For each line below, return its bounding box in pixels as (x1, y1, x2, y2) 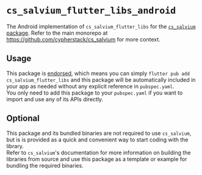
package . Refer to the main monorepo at (6, 29, 108, 37)
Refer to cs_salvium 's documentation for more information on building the (6, 149, 191, 156)
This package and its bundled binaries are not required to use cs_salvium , (6, 129, 192, 137)
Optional (6, 113, 40, 124)
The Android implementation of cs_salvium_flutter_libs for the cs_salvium (6, 23, 196, 30)
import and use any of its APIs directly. (6, 95, 104, 102)
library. (6, 142, 24, 149)
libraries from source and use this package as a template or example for (6, 155, 187, 163)
